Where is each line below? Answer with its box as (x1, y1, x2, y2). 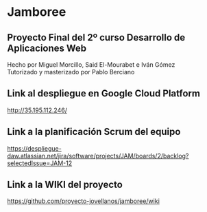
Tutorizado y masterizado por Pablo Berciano (7, 68, 135, 76)
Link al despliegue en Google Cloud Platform (7, 87, 201, 100)
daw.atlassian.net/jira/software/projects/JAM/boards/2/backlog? (7, 151, 189, 160)
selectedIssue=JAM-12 (7, 159, 73, 167)
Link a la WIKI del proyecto (7, 179, 123, 191)
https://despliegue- (7, 144, 62, 152)
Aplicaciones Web (7, 42, 87, 54)
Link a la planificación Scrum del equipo (7, 126, 181, 138)
